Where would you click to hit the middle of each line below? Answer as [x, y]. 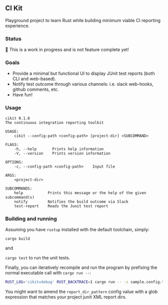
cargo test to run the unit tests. [38, 258]
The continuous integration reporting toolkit [54, 122]
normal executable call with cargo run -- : [48, 273]
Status [13, 39]
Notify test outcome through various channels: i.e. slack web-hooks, [83, 84]
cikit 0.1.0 [17, 118]
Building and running [31, 219]
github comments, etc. [35, 89]
